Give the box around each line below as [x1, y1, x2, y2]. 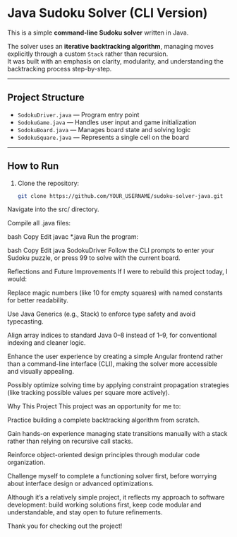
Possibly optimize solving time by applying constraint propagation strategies [7, 381, 229, 389]
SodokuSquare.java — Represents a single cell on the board [17, 133, 189, 141]
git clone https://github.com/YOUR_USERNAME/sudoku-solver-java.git [17, 192, 224, 199]
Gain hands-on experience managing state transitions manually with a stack [7, 430, 228, 438]
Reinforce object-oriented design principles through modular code [7, 451, 200, 459]
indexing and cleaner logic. [7, 338, 86, 347]
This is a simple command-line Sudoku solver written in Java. [7, 28, 189, 37]
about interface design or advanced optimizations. [7, 479, 154, 488]
